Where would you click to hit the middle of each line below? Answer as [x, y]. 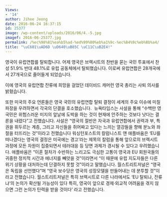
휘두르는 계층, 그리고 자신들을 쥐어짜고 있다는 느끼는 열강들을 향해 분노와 [85, 127]
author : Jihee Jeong [27, 19]
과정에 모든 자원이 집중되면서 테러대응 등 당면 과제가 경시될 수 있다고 [72, 145]
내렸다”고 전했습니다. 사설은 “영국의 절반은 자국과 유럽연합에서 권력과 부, [85, 120]
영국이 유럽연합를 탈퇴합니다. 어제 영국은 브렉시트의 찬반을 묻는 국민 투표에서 [80, 62]
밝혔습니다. [16, 91]
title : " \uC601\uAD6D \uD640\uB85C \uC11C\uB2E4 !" [59, 47]
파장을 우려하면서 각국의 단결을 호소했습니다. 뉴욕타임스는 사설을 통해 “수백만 [81, 108]
